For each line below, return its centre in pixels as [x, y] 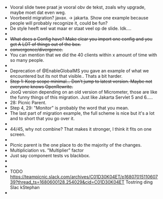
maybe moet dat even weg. [38, 12]
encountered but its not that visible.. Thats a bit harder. [66, 76]
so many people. [27, 60]
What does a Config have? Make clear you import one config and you [81, 39]
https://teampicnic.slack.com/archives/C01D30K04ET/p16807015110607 [84, 177]
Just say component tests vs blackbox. [50, 156]
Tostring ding [139, 182]
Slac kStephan [25, 187]
